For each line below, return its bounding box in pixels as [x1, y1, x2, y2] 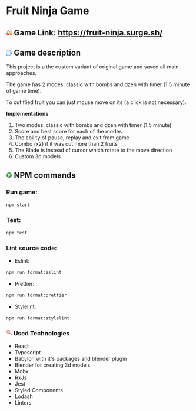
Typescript [14, 349, 41, 356]
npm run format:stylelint [6, 315, 69, 321]
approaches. [6, 70, 37, 77]
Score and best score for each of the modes [14, 128, 122, 135]
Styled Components [14, 387, 64, 394]
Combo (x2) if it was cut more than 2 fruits [14, 141, 118, 148]
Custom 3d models [14, 153, 61, 160]
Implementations [6, 110, 49, 118]
